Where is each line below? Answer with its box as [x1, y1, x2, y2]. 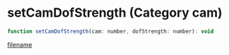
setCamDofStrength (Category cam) [7, 5, 223, 21]
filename [7, 40, 33, 49]
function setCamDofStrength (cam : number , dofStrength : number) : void [7, 28, 214, 35]
